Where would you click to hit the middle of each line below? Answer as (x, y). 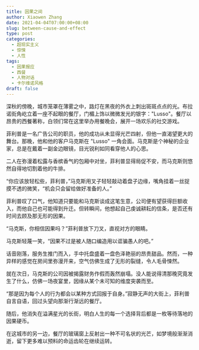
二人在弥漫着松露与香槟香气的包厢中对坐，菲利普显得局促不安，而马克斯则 (97, 161)
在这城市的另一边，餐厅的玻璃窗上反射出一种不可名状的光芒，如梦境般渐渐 (97, 333)
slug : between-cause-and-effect (46, 28)
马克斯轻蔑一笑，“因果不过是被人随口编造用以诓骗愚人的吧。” (80, 241)
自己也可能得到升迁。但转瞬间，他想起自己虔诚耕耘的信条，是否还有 (110, 208)
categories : (21, 39)
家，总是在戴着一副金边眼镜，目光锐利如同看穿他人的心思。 (79, 148)
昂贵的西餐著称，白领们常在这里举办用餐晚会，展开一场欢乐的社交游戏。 (94, 121)
